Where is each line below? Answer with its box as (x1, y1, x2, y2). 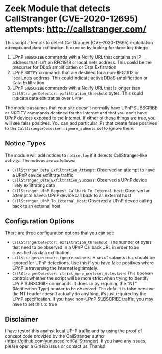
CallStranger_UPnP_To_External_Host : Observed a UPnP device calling (12, 197, 152, 204)
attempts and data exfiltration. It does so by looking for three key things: (5, 45, 149, 50)
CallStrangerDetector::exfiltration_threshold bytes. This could (12, 90, 143, 96)
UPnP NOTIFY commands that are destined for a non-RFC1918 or (12, 69, 139, 75)
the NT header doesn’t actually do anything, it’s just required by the (12, 290, 147, 296)
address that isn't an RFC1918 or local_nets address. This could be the (12, 59, 152, 65)
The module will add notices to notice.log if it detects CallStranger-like (5, 152, 147, 158)
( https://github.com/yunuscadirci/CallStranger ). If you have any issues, (5, 338, 147, 344)
